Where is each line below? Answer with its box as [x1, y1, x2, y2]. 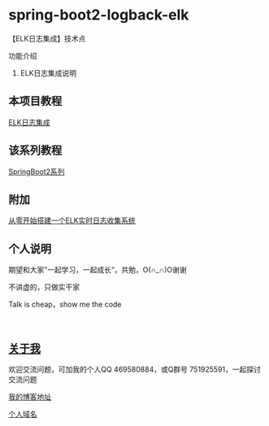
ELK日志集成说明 [20, 67, 77, 78]
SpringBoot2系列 [8, 167, 65, 176]
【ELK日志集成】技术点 [8, 33, 86, 43]
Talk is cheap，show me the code [8, 299, 122, 310]
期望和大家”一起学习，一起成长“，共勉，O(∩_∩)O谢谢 [8, 265, 187, 275]
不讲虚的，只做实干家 [8, 282, 80, 292]
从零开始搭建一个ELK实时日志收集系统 [8, 215, 136, 225]
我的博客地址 [8, 392, 51, 402]
